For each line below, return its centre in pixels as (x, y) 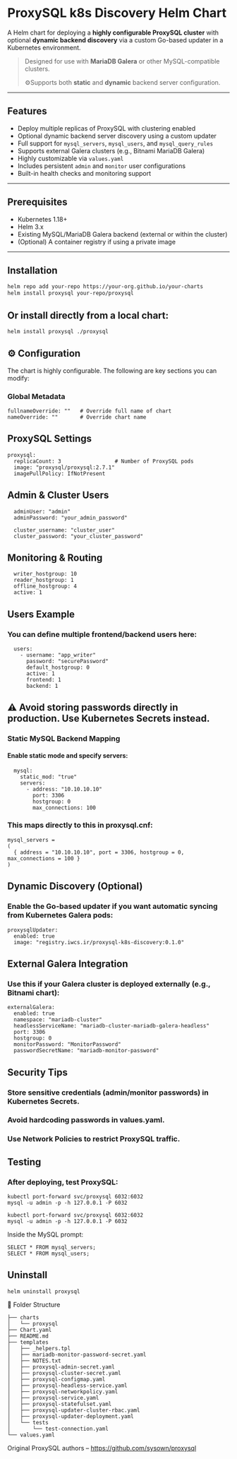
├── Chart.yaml (30, 1330)
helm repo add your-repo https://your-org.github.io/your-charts (105, 287)
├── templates (28, 1342)
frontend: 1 (43, 680)
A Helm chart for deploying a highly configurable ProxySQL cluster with (113, 32)
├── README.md (28, 1336)
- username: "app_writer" (58, 655)
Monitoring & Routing (55, 558)
